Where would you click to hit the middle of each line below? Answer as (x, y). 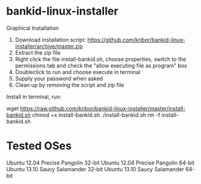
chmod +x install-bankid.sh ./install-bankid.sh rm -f (96, 115)
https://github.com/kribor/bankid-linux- (137, 39)
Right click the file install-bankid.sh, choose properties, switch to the (100, 59)
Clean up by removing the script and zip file (69, 85)
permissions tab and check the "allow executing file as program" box (101, 66)
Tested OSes (39, 146)
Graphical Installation (33, 28)
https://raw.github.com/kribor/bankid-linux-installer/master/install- (103, 108)
